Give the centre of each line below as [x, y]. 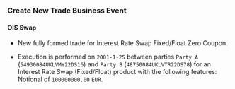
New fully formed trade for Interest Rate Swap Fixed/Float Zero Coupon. [122, 43]
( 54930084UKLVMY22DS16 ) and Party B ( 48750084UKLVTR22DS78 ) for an [114, 64]
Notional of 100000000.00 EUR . [60, 79]
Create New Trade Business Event [67, 11]
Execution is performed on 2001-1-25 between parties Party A [108, 57]
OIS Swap [22, 28]
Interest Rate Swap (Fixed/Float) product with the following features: [117, 72]
